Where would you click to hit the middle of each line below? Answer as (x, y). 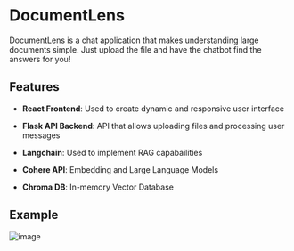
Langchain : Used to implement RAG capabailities (112, 152)
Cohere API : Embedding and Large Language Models (120, 169)
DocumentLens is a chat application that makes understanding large (134, 40)
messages (41, 135)
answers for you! (40, 59)
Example (34, 215)
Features (34, 87)
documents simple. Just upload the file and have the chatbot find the (135, 49)
